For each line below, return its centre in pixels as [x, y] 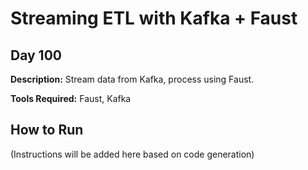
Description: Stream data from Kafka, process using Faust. [132, 79]
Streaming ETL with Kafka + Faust [154, 18]
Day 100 [36, 55]
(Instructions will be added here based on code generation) [132, 154]
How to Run [47, 130]
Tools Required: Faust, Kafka [71, 98]
